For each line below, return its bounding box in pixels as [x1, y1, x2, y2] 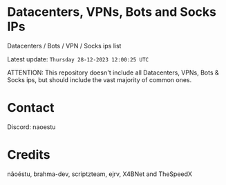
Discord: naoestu [7, 122, 56, 131]
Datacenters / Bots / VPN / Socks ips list [7, 41, 122, 50]
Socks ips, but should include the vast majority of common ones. [7, 75, 192, 84]
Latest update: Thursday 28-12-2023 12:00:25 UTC [7, 55, 149, 63]
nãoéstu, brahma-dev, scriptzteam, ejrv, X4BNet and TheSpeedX [7, 170, 192, 178]
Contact [7, 100, 55, 116]
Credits [7, 147, 50, 163]
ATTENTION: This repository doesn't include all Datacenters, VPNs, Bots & [7, 68, 219, 77]
